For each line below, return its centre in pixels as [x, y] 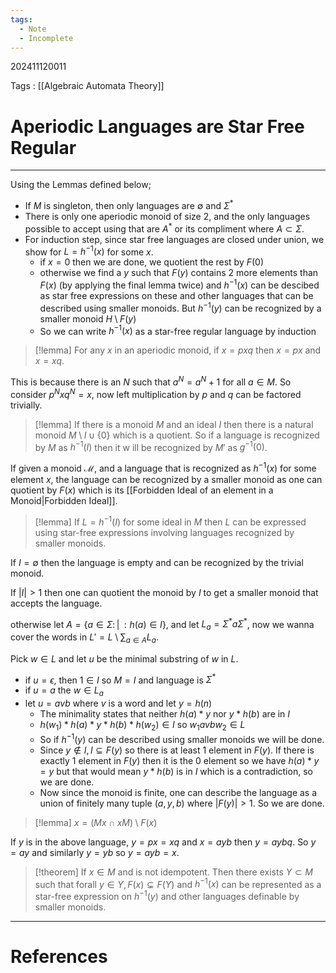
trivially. [26, 405]
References [59, 957]
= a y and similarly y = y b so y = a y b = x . [95, 852]
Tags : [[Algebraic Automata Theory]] [87, 86]
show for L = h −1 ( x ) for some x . [89, 251]
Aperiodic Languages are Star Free [157, 126]
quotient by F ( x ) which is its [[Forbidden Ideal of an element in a [142, 490]
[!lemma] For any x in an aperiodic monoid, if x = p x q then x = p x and [178, 350]
